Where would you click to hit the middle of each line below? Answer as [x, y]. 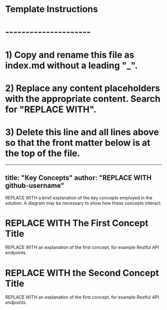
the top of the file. [43, 153]
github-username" [35, 186]
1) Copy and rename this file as [70, 55]
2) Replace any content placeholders [83, 88]
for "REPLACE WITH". [51, 109]
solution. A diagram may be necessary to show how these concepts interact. [83, 203]
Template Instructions [52, 9]
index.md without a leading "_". [72, 65]
